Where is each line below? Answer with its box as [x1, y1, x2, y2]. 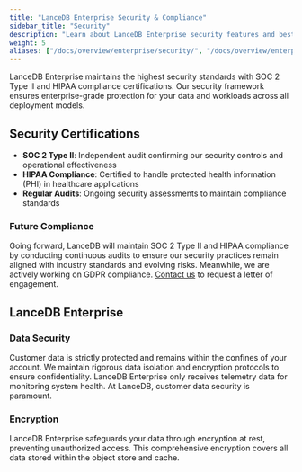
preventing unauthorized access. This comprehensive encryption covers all [9, 442, 289, 454]
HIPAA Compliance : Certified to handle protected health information [22, 168, 277, 180]
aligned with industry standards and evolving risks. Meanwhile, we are [9, 260, 270, 271]
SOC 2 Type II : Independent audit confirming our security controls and [22, 149, 284, 160]
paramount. [9, 390, 52, 401]
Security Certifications [9, 126, 141, 141]
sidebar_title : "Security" [9, 22, 111, 31]
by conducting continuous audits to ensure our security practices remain [9, 250, 279, 261]
